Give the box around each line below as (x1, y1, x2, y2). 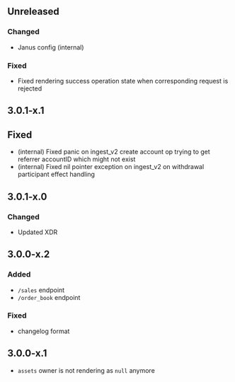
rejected (17, 84, 42, 93)
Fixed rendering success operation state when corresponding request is (17, 76, 229, 85)
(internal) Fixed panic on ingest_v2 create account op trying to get (17, 148, 210, 156)
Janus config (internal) (17, 42, 84, 52)
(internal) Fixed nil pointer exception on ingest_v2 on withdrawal (17, 163, 205, 171)
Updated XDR (17, 228, 58, 236)
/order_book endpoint (17, 293, 81, 301)
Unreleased (7, 6, 60, 18)
